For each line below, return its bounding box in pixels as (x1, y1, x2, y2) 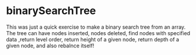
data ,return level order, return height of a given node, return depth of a (6, 36, 179, 43)
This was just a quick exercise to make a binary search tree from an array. (6, 23, 186, 30)
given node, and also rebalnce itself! (6, 42, 94, 49)
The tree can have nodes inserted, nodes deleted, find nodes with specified (6, 29, 191, 36)
